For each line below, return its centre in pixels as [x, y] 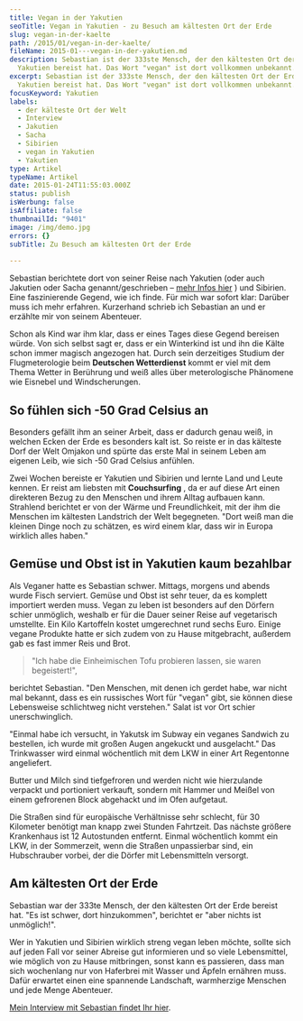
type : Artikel [36, 169]
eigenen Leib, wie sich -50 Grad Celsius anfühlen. [102, 460]
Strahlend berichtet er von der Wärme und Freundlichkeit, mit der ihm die [145, 507]
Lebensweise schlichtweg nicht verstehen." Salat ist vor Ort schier [132, 707]
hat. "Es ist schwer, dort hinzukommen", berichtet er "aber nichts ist [135, 915]
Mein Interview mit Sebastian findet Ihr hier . [90, 1007]
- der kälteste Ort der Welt [72, 110]
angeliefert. [31, 762]
